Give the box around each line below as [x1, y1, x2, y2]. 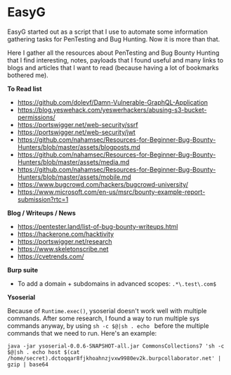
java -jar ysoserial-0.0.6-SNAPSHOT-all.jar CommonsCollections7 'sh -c [7, 342, 225, 350]
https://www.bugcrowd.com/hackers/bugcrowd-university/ [17, 180, 188, 188]
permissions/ [17, 113, 55, 121]
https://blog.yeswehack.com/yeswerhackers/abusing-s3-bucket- [17, 105, 207, 114]
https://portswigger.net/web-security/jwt [17, 128, 136, 136]
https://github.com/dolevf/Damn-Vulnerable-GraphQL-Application [17, 98, 209, 106]
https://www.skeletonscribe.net [17, 244, 109, 253]
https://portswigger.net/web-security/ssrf [17, 120, 138, 129]
